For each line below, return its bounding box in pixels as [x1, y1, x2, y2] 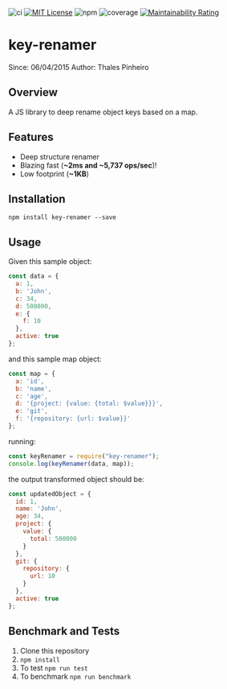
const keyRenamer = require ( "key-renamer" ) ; [8, 452, 160, 460]
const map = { [8, 369, 56, 378]
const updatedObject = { [8, 489, 91, 498]
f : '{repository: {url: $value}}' [15, 415, 131, 423]
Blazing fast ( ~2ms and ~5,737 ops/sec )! [19, 160, 157, 170]
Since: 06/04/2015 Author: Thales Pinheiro [8, 62, 149, 72]
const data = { [8, 272, 59, 281]
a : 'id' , [15, 377, 45, 386]
